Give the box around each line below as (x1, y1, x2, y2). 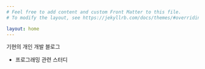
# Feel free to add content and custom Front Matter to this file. (6, 9, 182, 15)
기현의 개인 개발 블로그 (6, 43, 60, 51)
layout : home (6, 26, 40, 32)
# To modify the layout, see (6, 15, 81, 21)
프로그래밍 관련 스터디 (15, 56, 68, 64)
